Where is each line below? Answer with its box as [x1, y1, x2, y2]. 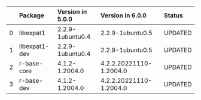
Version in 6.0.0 [100, 11, 147, 20]
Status [163, 11, 184, 20]
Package [19, 11, 45, 20]
